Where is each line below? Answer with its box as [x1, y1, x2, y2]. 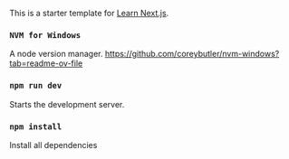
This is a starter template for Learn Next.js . [9, 8, 169, 18]
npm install [9, 121, 63, 132]
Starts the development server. [9, 98, 125, 109]
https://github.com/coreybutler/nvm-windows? [104, 49, 280, 60]
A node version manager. [9, 49, 103, 60]
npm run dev [9, 80, 63, 91]
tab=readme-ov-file [9, 58, 83, 69]
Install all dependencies [9, 139, 98, 150]
